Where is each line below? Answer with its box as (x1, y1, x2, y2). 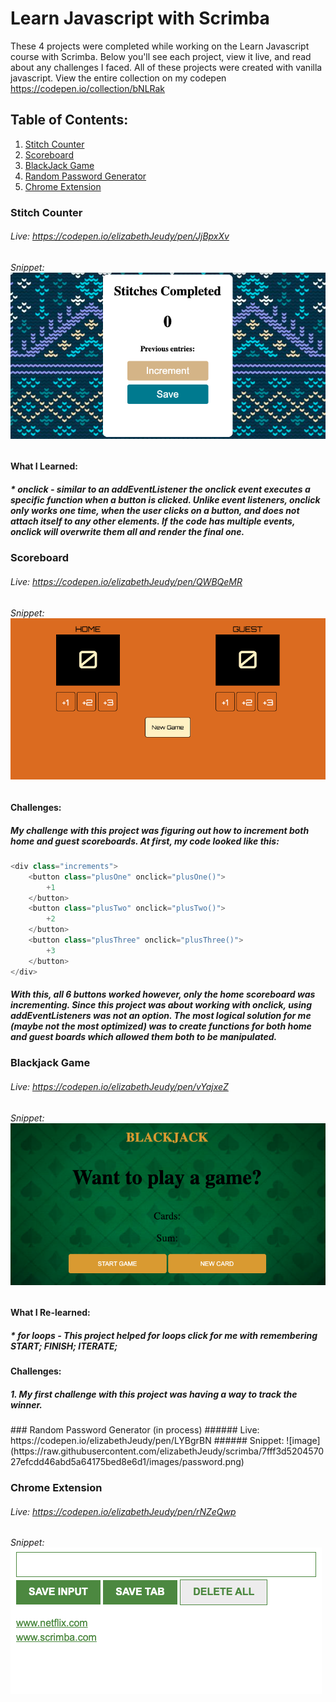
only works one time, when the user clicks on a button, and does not (10, 505, 300, 517)
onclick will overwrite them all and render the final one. (10, 526, 245, 538)
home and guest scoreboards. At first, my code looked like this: (10, 835, 280, 847)
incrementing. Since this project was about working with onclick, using (10, 999, 313, 1011)
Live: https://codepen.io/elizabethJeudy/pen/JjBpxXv (10, 230, 230, 242)
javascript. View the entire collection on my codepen (10, 72, 227, 84)
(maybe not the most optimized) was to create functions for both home (10, 1020, 312, 1032)
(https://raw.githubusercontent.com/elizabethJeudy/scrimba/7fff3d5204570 (10, 1445, 325, 1457)
